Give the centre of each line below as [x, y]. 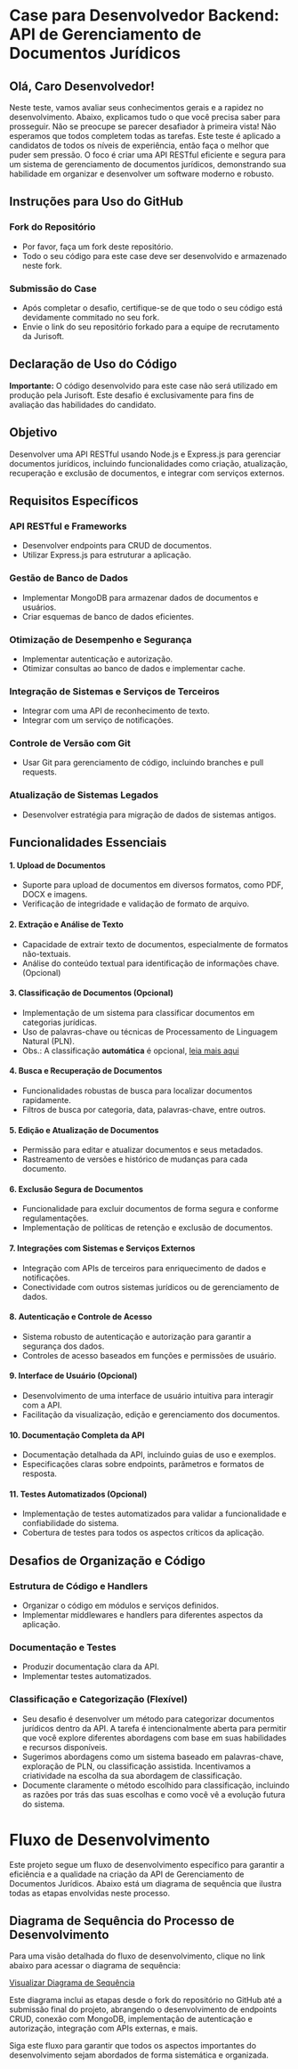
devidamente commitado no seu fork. [91, 317]
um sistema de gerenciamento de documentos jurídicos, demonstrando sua [148, 164]
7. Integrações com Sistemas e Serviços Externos [102, 1248]
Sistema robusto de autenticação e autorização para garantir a [137, 1336]
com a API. [42, 1405]
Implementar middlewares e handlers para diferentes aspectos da [143, 1615]
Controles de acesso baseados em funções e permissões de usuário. [149, 1355]
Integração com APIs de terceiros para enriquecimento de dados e [144, 1268]
